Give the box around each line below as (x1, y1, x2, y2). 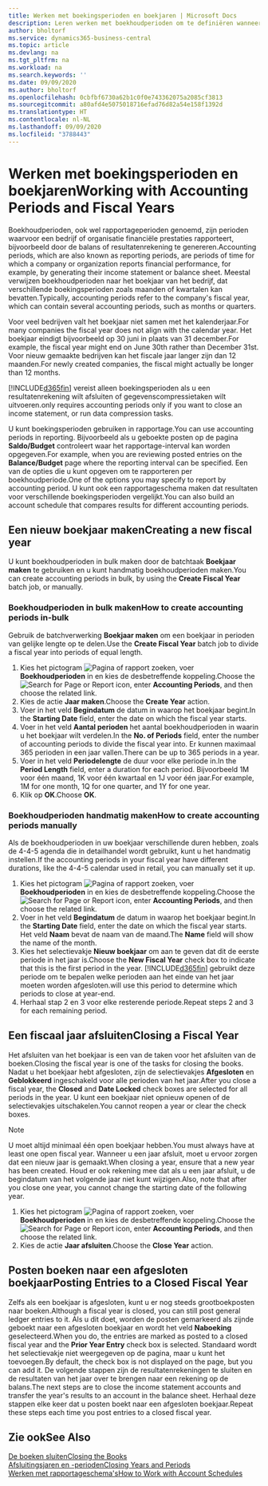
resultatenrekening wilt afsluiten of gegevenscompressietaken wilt (8, 392, 227, 401)
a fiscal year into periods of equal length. (8, 647, 144, 656)
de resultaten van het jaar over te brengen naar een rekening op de (8, 1374, 229, 1383)
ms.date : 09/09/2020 (8, 78, 77, 86)
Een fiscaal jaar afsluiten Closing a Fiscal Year (8, 1029, 239, 1043)
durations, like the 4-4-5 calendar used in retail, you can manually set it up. (8, 863, 255, 873)
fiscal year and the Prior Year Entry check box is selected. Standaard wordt (8, 1339, 257, 1349)
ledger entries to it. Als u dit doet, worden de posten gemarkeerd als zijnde (8, 1314, 254, 1324)
